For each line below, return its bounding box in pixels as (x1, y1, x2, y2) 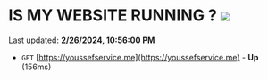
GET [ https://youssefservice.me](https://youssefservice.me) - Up (21, 52, 259, 62)
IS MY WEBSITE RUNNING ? (8, 5, 218, 26)
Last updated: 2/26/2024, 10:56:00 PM (8, 35, 155, 45)
